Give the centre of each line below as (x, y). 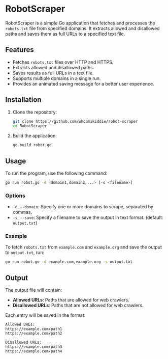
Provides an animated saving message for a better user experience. (83, 84)
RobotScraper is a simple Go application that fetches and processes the (80, 23)
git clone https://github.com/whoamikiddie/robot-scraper (75, 121)
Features (20, 50)
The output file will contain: (34, 290)
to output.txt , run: (25, 253)
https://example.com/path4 (34, 351)
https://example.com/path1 (34, 329)
